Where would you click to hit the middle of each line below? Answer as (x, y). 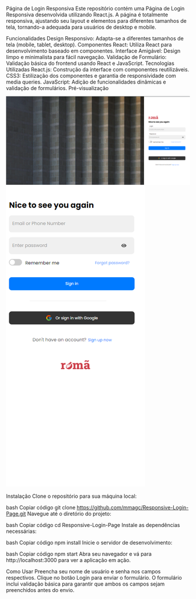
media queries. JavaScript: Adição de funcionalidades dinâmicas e (86, 82)
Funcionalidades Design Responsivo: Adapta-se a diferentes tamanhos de (95, 38)
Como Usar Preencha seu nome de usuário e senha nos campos (83, 571)
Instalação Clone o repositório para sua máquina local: (71, 496)
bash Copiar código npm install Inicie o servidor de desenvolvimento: (89, 542)
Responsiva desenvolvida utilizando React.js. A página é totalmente (87, 15)
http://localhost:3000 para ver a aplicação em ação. (69, 560)
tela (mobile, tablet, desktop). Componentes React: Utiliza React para (89, 44)
